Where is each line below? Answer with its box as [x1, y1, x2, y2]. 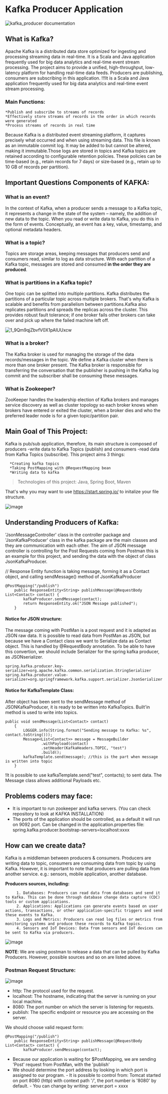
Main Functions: [5, 98, 46, 105]
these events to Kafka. [5, 912, 55, 918]
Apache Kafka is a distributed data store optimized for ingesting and [5, 48, 146, 54]
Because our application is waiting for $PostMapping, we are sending [12, 1056, 156, 1062]
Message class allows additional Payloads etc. [5, 777, 101, 783]
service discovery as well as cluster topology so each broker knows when [5, 402, 158, 408]
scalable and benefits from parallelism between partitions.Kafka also [5, 301, 147, 307]
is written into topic [5, 758, 53, 764]
